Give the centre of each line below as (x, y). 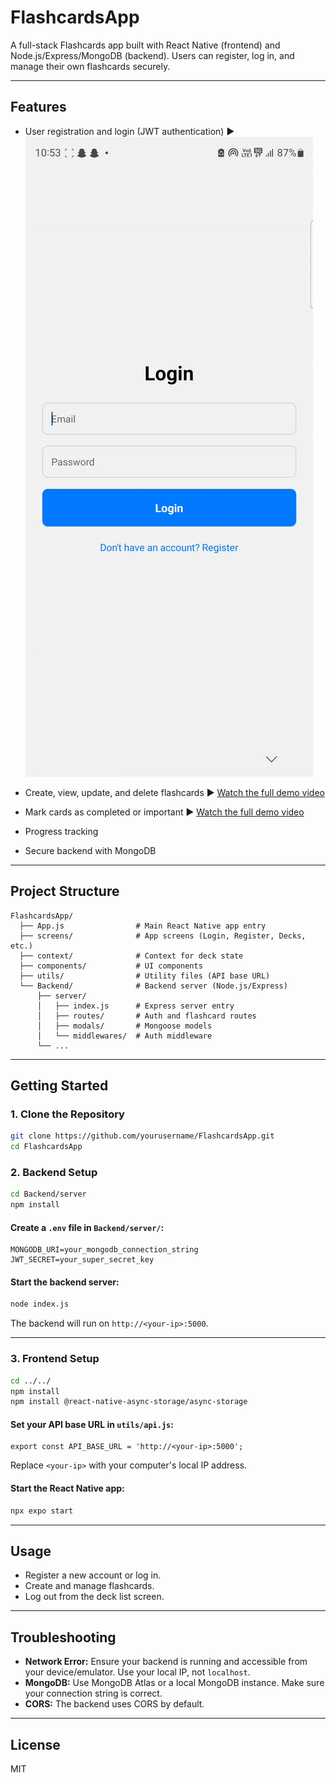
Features (38, 107)
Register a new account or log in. (93, 1575)
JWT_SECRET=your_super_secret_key (82, 1260)
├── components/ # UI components (111, 966)
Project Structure (65, 891)
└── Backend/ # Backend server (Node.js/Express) (153, 986)
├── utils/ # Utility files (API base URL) (145, 976)
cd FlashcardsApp (46, 1147)
